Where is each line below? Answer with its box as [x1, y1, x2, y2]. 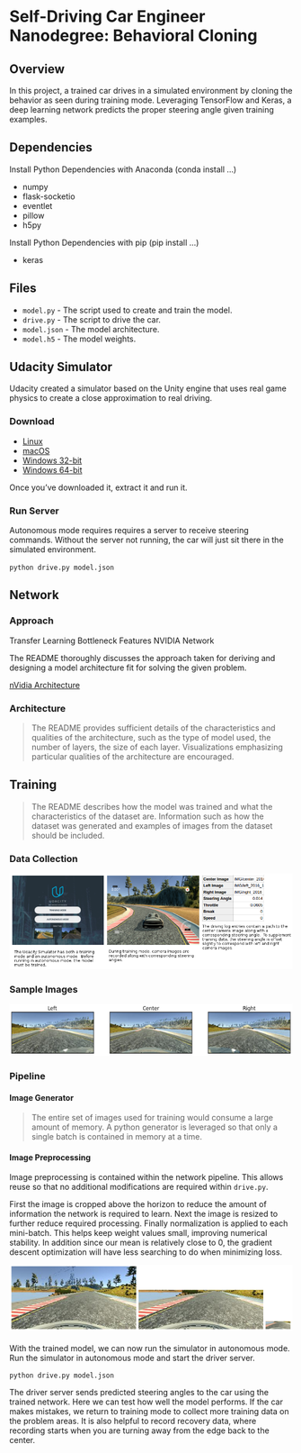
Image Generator [9, 1092, 75, 1103]
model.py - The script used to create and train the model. [22, 304, 233, 315]
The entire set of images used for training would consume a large [31, 1112, 274, 1123]
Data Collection [9, 852, 78, 865]
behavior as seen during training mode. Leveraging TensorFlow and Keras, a [9, 95, 292, 105]
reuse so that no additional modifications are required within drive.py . [9, 1182, 269, 1193]
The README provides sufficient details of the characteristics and [31, 722, 276, 733]
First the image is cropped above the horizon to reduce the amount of [9, 1199, 267, 1210]
